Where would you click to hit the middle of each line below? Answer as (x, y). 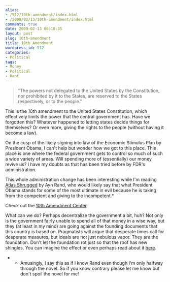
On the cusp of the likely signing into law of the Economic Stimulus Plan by (83, 142)
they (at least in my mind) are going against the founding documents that (81, 226)
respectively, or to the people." (50, 101)
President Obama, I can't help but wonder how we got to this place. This (81, 148)
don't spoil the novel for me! (49, 274)
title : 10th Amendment (29, 43)
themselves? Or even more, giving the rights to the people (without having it (84, 127)
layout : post (19, 34)
